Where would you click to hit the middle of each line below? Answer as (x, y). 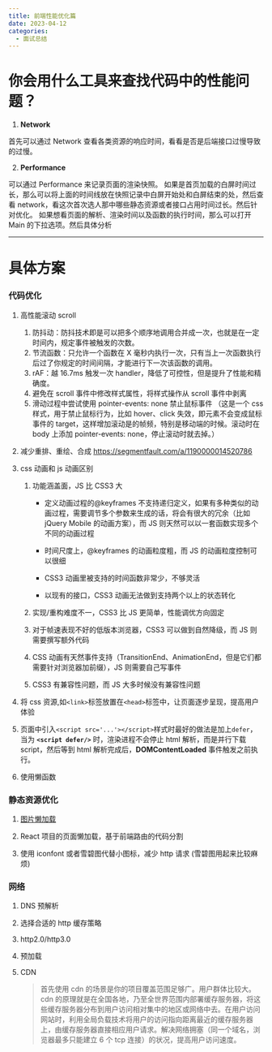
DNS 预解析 (39, 906)
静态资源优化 (34, 800)
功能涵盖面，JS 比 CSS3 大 (77, 485)
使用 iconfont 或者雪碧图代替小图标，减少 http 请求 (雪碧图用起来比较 (135, 853)
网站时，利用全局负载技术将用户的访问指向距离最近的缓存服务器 (147, 1020)
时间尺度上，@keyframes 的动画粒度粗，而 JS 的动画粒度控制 (147, 550)
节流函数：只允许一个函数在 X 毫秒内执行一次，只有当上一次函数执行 (147, 352)
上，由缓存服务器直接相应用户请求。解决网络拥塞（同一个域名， (147, 1030)
